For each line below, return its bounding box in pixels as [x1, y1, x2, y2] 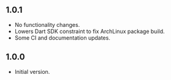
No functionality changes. [14, 21, 80, 28]
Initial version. [14, 68, 50, 75]
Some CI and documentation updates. [14, 34, 111, 42]
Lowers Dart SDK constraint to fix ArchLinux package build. [14, 27, 165, 35]
